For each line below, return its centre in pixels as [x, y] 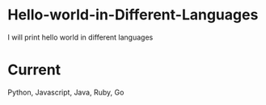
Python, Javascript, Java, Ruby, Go [66, 92]
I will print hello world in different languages [80, 37]
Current [34, 70]
